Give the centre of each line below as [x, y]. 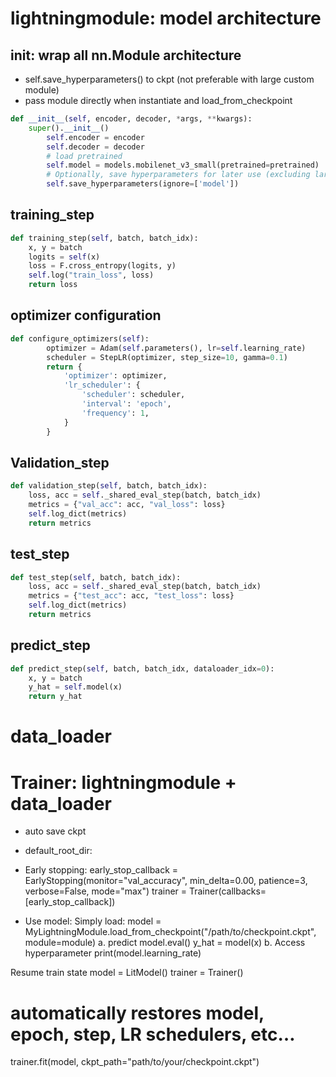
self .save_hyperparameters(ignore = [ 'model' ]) [143, 184]
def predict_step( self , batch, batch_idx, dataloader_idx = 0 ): [142, 668]
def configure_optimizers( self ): [80, 338]
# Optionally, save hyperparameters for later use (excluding [178, 175]
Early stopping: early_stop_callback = [101, 870]
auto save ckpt [55, 831]
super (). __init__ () [69, 128]
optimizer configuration [86, 315]
